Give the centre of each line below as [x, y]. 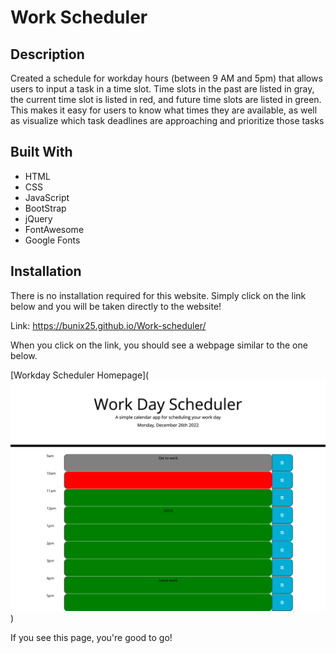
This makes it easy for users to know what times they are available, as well [164, 110]
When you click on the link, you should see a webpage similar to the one [159, 345]
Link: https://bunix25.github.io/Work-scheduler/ [108, 325]
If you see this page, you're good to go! [91, 637]
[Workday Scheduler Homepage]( [80, 375]
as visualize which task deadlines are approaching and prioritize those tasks [167, 120]
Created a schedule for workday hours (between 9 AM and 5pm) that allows [166, 78]
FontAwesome [54, 229]
